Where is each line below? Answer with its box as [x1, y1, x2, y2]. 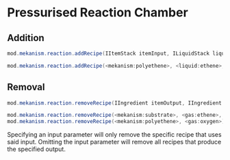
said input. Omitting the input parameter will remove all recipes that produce [7, 138, 222, 146]
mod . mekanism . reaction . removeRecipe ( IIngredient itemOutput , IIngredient [7, 99, 222, 107]
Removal [7, 81, 45, 93]
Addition [7, 32, 44, 44]
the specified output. [7, 145, 66, 153]
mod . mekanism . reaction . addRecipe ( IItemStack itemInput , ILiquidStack [7, 50, 210, 57]
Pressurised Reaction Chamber [7, 5, 188, 21]
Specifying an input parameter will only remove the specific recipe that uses [7, 131, 222, 139]
